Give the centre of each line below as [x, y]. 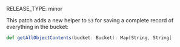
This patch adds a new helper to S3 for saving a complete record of [90, 20]
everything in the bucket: [37, 27]
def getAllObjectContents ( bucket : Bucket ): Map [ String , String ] [89, 38]
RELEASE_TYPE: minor [35, 9]
